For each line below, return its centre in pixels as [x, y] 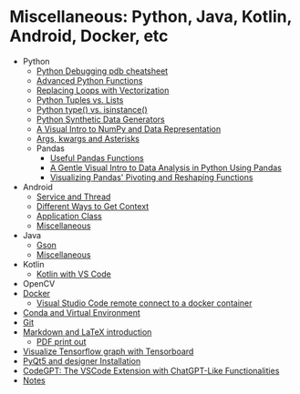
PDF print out [61, 341]
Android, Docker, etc [89, 36]
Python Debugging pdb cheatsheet [102, 71]
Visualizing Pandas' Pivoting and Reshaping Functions [151, 177]
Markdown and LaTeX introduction [87, 332]
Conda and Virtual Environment [82, 312]
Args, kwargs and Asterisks [88, 138]
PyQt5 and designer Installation [82, 360]
